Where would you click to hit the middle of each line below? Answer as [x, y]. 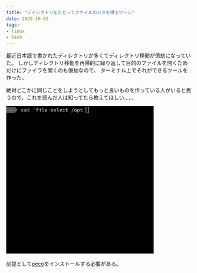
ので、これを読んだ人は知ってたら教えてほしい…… [72, 98]
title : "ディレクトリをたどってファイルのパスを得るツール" [70, 12]
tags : [13, 25]
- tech [14, 37]
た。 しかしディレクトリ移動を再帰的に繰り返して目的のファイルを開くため [97, 63]
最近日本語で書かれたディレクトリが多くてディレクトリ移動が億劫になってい [98, 55]
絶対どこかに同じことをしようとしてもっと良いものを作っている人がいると [96, 90]
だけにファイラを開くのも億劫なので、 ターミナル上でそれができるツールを [97, 70]
